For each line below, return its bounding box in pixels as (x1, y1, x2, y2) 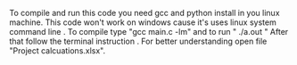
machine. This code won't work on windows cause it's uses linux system (9, 17, 276, 28)
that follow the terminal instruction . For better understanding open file (9, 36, 268, 46)
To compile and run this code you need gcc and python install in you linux (9, 8, 280, 18)
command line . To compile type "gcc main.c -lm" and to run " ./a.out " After (9, 27, 289, 37)
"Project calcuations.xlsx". (9, 45, 106, 56)
